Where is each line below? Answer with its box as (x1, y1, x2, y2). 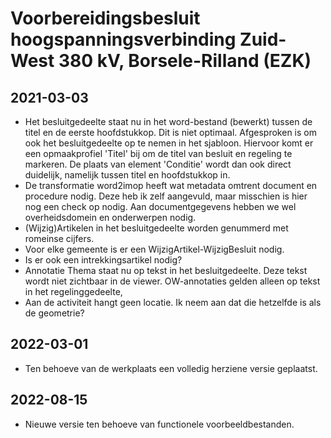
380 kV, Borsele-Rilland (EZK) (58, 50, 312, 72)
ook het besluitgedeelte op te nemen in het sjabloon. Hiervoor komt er (24, 137, 314, 149)
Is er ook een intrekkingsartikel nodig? (24, 254, 183, 266)
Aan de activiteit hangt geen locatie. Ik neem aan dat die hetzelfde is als (24, 297, 322, 308)
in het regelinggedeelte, (24, 286, 123, 297)
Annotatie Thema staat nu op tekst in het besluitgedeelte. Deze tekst (24, 265, 308, 276)
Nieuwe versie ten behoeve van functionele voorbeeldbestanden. (24, 418, 295, 430)
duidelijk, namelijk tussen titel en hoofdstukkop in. (24, 169, 231, 181)
